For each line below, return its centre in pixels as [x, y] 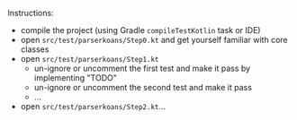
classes [35, 49]
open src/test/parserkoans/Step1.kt [90, 59]
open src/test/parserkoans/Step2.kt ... [93, 106]
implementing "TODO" [76, 78]
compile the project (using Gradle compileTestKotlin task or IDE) [140, 30]
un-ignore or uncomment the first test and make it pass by [142, 68]
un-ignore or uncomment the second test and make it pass [143, 87]
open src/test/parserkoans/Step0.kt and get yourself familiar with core [154, 40]
